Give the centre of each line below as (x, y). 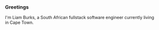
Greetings (17, 7)
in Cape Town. (19, 22)
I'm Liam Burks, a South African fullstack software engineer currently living (80, 18)
